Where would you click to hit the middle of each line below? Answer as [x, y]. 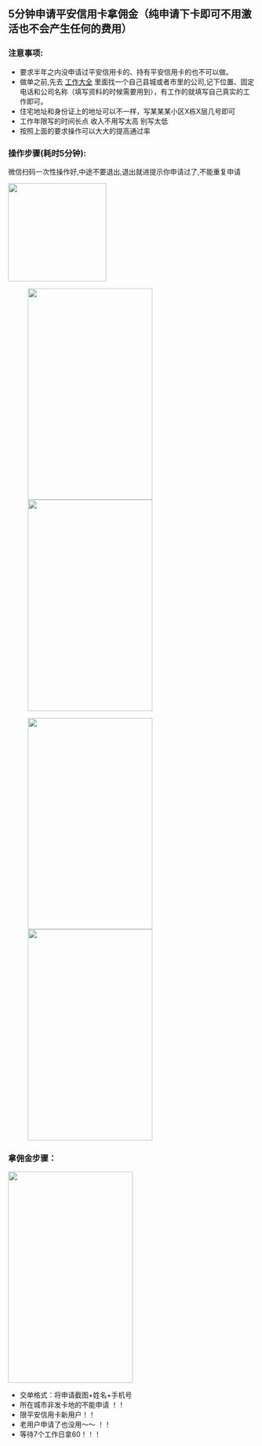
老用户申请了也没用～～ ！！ [65, 1425]
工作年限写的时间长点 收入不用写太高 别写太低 [94, 121]
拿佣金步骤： [33, 1158]
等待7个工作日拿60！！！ [60, 1434]
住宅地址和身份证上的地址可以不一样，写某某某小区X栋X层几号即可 [127, 111]
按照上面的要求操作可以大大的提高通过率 [85, 131]
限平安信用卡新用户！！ [57, 1415]
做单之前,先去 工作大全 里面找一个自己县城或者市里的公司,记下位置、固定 [137, 82]
